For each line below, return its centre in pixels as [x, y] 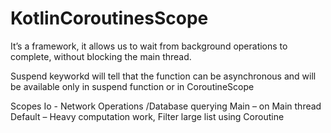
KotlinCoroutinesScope [109, 18]
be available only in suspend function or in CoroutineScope [132, 86]
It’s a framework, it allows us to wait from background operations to [149, 46]
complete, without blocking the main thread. [101, 56]
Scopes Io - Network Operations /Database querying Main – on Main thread [166, 106]
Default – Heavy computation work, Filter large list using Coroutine [147, 116]
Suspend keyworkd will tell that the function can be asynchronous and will [163, 76]
